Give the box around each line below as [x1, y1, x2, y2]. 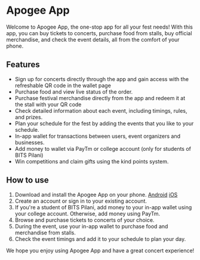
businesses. [14, 138, 45, 146]
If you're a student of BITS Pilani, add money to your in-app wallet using [14, 203, 192, 211]
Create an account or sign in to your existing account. [14, 197, 147, 205]
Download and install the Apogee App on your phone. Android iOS [14, 191, 178, 198]
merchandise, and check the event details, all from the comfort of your [6, 36, 180, 43]
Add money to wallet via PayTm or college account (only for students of [14, 145, 192, 152]
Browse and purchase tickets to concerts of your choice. [14, 216, 155, 224]
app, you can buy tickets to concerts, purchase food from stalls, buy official [6, 29, 192, 36]
